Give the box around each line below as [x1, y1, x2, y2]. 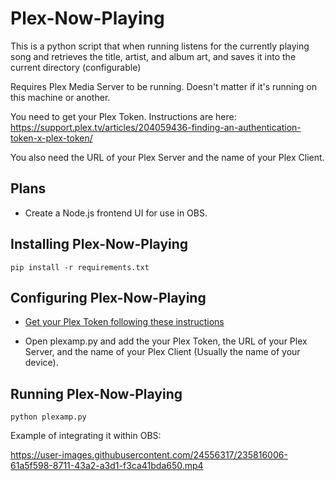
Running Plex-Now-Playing [10, 385, 183, 402]
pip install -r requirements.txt [10, 262, 150, 272]
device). [24, 357, 59, 369]
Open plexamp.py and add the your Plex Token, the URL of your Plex [24, 335, 308, 347]
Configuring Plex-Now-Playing [10, 289, 207, 306]
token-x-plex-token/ [10, 132, 93, 144]
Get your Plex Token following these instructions [24, 316, 225, 328]
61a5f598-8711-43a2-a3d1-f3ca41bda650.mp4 [10, 460, 204, 472]
